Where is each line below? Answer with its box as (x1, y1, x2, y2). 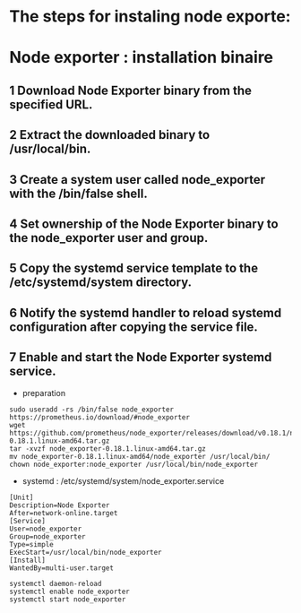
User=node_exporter (9, 524, 82, 533)
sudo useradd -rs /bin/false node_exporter (9, 405, 175, 414)
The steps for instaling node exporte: (9, 6, 291, 27)
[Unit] (9, 493, 34, 502)
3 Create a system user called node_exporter (9, 172, 266, 187)
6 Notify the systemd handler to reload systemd (9, 305, 282, 320)
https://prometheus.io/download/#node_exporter (9, 412, 191, 422)
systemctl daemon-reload (9, 579, 102, 588)
